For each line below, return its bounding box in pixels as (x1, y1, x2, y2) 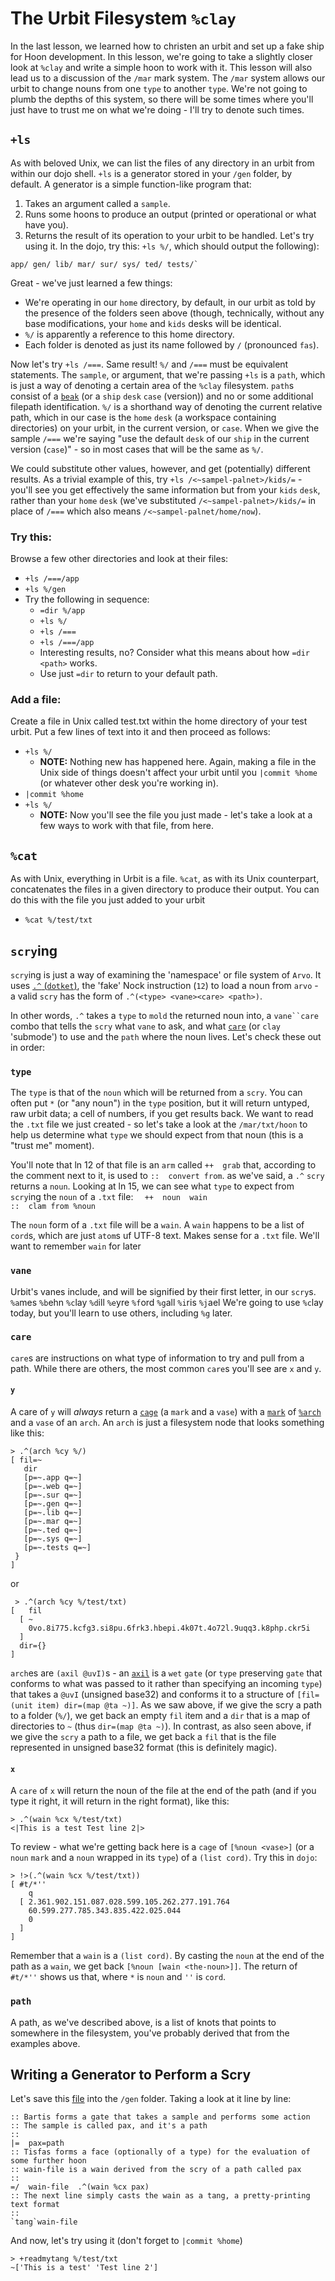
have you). (24, 218, 69, 231)
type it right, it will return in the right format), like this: (10, 1795, 230, 1807)
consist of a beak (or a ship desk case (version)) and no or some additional (10, 390, 314, 402)
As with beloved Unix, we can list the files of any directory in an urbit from (10, 157, 315, 169)
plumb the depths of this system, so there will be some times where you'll (10, 93, 314, 105)
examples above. (10, 2037, 81, 2049)
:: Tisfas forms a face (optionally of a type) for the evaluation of (10, 2147, 311, 2157)
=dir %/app (39, 606, 86, 616)
